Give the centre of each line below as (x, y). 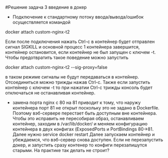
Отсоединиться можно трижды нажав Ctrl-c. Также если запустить (78, 82)
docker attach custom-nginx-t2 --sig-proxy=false (56, 67)
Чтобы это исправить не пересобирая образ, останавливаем (78, 118)
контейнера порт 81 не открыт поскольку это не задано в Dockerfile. (86, 108)
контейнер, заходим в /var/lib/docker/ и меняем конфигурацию (80, 124)
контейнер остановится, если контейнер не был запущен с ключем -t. (80, 52)
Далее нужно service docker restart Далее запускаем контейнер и (83, 134)
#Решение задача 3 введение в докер (46, 7)
